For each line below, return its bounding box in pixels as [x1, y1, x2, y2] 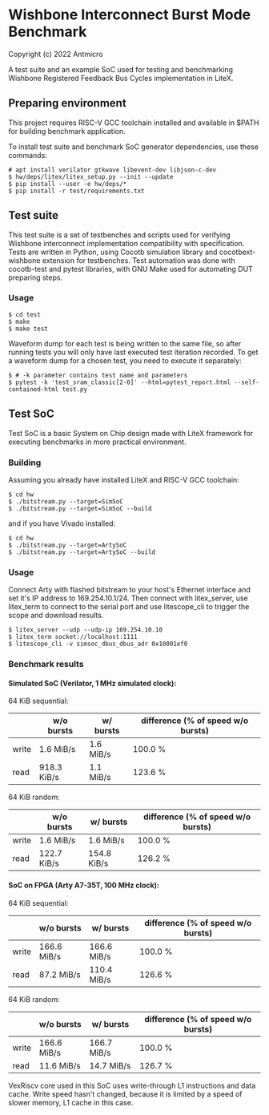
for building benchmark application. [8, 126, 126, 135]
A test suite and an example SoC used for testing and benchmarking [8, 64, 234, 74]
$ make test [8, 325, 48, 333]
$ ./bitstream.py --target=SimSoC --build [8, 504, 152, 512]
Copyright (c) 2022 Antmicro [8, 49, 103, 59]
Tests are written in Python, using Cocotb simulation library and [8, 247, 218, 257]
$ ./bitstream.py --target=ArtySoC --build [8, 547, 156, 556]
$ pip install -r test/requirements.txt [8, 187, 146, 195]
